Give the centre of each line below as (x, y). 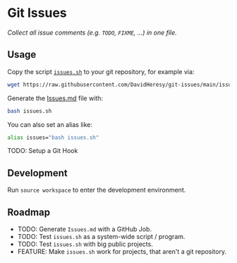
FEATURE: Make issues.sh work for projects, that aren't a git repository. (122, 251)
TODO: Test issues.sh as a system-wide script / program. (101, 237)
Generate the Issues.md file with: (55, 98)
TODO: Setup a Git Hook (43, 151)
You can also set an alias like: (50, 124)
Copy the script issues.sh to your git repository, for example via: (101, 71)
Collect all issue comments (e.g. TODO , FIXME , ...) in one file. (92, 32)
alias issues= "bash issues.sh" (53, 137)
